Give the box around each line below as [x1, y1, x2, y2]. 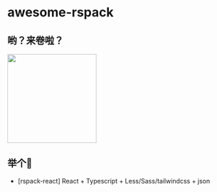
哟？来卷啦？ [7, 34, 64, 46]
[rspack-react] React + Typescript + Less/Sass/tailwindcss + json [17, 176, 211, 185]
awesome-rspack [7, 4, 114, 21]
